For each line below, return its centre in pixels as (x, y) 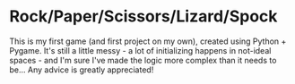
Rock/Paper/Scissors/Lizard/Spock (143, 17)
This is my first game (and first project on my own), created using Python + (148, 41)
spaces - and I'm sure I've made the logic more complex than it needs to (143, 60)
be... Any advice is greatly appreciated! (82, 70)
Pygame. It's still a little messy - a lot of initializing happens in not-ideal (140, 50)
